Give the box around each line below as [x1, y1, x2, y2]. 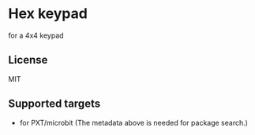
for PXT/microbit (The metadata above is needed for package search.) [19, 118, 249, 127]
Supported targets [8, 97, 101, 111]
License [8, 53, 48, 67]
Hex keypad [8, 5, 88, 23]
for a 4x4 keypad [8, 31, 65, 40]
